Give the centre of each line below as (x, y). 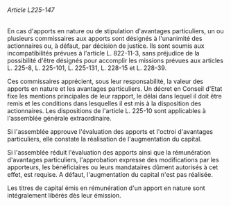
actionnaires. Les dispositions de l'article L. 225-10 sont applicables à (106, 111)
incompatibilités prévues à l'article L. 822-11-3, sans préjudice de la (103, 53)
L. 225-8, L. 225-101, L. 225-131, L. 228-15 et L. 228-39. (87, 68)
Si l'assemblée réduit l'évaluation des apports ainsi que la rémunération (109, 153)
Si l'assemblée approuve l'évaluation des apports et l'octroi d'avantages (110, 132)
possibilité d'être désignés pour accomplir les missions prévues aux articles (115, 61)
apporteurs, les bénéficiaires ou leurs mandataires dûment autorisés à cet (113, 167)
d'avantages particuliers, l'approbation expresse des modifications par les (113, 160)
